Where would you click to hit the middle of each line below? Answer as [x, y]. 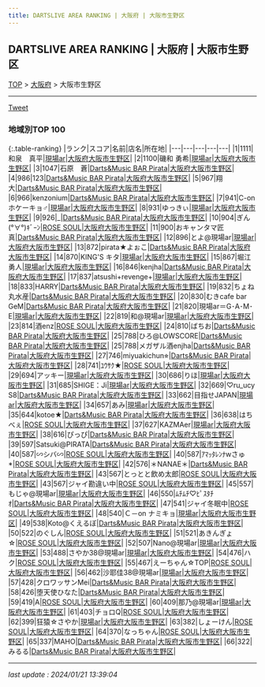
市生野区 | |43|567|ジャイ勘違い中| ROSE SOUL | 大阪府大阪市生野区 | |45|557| [131, 484]
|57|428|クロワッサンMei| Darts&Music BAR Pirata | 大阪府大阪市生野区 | [122, 582]
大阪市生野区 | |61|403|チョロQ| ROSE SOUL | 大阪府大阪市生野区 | [125, 611]
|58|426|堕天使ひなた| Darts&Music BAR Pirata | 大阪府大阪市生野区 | [116, 592]
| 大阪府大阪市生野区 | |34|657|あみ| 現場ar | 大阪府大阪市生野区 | [115, 405]
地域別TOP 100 [37, 129]
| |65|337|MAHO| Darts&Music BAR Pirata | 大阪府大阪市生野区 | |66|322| [137, 641]
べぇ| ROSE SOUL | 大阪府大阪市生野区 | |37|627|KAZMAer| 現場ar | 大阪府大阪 [129, 424]
